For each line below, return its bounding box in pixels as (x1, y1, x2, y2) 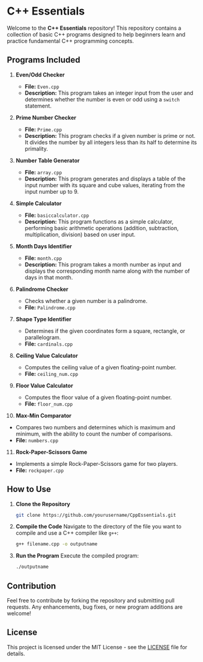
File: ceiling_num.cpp (24, 370, 78, 377)
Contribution (7, 581, 56, 591)
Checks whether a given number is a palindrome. (24, 297, 148, 304)
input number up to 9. (24, 188, 79, 195)
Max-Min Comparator (15, 412, 72, 419)
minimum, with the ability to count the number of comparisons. (15, 430, 173, 437)
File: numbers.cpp (15, 436, 59, 444)
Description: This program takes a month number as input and (24, 261, 181, 268)
